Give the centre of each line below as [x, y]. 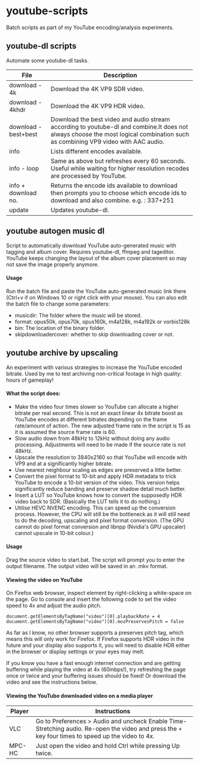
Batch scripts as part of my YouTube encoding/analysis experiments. [90, 27]
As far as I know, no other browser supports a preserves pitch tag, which [95, 633]
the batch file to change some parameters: [58, 304]
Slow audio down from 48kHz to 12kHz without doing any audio [92, 438]
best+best [23, 134]
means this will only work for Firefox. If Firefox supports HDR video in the [95, 639]
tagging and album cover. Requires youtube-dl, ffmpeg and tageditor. [91, 251]
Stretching [50, 729]
